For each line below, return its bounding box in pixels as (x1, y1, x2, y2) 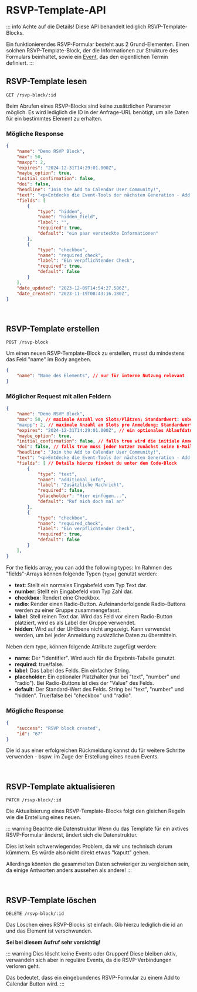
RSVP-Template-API (6, 4, 107, 17)
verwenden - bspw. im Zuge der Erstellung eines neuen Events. (6, 753, 159, 760)
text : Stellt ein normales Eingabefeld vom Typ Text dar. (14, 581, 148, 588)
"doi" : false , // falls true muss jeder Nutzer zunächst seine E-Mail (16, 444, 193, 450)
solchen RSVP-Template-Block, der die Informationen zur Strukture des (6, 46, 178, 54)
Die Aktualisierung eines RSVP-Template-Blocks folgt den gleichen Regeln (6, 807, 185, 815)
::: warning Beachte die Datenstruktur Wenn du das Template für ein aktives (6, 825, 189, 833)
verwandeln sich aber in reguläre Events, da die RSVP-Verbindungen (6, 957, 172, 964)
